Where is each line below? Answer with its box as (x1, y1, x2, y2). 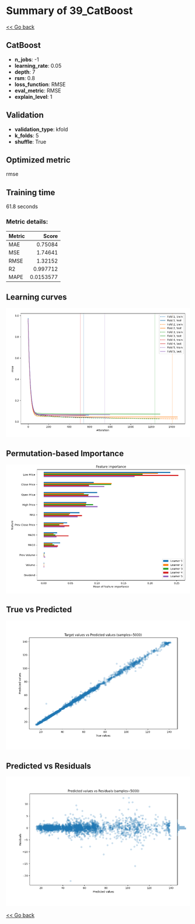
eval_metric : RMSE (14, 87, 61, 94)
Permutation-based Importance (6, 449, 124, 458)
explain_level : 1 (14, 93, 53, 100)
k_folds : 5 (14, 132, 39, 139)
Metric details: (6, 218, 48, 226)
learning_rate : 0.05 (14, 62, 62, 69)
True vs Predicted (6, 605, 72, 615)
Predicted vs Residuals (6, 761, 92, 771)
